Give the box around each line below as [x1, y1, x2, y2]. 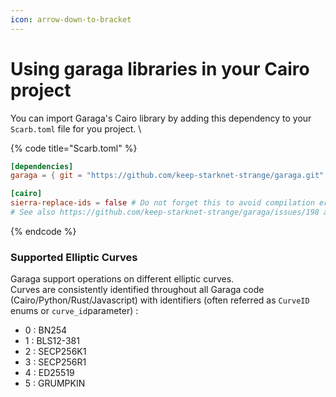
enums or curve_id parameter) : [10, 305, 139, 317]
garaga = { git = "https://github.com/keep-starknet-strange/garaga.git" [10, 171, 325, 181]
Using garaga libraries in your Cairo [10, 57, 310, 80]
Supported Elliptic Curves [10, 250, 138, 264]
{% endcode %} [10, 225, 77, 237]
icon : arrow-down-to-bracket [10, 14, 132, 25]
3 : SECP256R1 [24, 356, 87, 368]
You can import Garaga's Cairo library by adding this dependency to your [10, 112, 312, 124]
